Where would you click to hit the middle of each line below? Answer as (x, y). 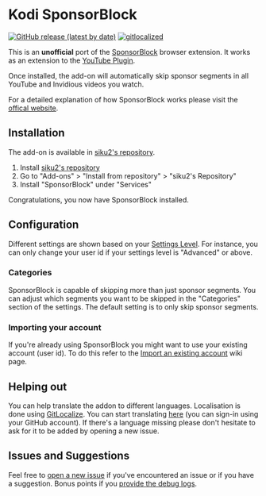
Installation (37, 133)
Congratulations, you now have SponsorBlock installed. (98, 199)
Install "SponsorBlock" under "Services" (86, 184)
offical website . (33, 108)
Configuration (44, 225)
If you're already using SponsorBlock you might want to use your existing (128, 345)
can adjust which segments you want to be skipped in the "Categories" (124, 298)
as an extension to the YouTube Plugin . (72, 60)
